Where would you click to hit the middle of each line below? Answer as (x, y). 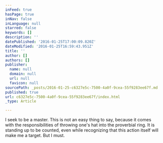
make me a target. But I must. (35, 136)
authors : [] (17, 60)
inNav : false (19, 19)
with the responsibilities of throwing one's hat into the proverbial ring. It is (80, 125)
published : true (22, 92)
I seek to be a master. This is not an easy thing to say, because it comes (78, 120)
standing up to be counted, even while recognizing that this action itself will (82, 130)
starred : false (21, 28)
